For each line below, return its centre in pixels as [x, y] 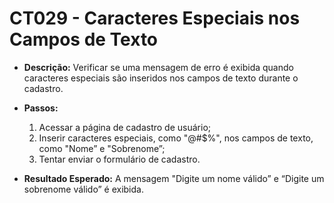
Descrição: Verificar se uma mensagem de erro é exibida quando [158, 67]
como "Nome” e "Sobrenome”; [102, 148]
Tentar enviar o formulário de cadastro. [119, 159]
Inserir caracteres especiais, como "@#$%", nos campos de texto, [176, 138]
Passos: [41, 108]
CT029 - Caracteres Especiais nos [155, 18]
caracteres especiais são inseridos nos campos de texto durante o [161, 78]
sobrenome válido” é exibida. [83, 189]
